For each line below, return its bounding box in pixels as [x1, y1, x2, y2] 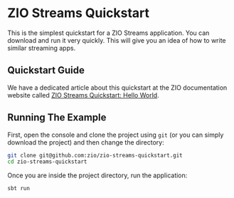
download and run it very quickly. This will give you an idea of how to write [7, 36, 226, 44]
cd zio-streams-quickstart [7, 158, 87, 165]
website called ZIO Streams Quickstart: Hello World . [7, 90, 159, 99]
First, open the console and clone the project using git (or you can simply [7, 130, 224, 139]
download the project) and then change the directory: [7, 137, 165, 147]
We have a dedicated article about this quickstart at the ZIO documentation [7, 83, 228, 92]
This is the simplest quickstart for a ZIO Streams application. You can [7, 28, 210, 37]
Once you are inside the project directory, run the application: [7, 171, 188, 179]
